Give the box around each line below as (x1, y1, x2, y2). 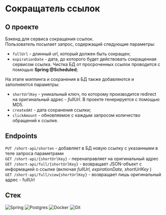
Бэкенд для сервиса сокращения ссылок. (5, 36, 94, 42)
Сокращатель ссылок (5, 3, 100, 14)
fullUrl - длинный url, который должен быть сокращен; (12, 51, 131, 57)
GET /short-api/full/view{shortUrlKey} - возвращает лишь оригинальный (5, 171, 162, 177)
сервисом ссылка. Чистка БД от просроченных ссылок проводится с (12, 62, 161, 67)
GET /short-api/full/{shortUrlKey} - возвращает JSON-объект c (5, 161, 142, 167)
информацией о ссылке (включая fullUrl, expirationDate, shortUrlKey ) (5, 166, 152, 172)
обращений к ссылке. (12, 118, 58, 123)
